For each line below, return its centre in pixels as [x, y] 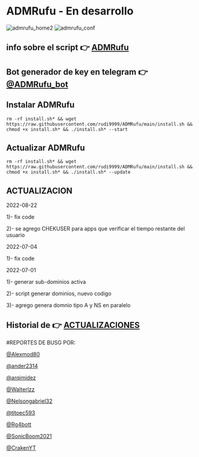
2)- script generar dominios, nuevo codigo [59, 293]
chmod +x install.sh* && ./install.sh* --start [67, 129]
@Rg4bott [19, 424]
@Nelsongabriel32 [30, 401]
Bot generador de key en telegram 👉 [77, 72]
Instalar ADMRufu [40, 105]
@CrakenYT [21, 447]
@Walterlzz [21, 389]
